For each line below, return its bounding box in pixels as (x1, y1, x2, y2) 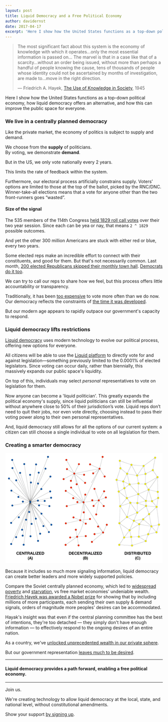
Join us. (5, 686, 21, 692)
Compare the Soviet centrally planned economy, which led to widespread (5, 583, 156, 589)
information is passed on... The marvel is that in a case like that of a (17, 54, 157, 60)
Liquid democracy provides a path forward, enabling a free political (5, 665, 147, 671)
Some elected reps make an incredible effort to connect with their (5, 252, 140, 258)
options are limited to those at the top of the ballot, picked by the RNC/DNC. (5, 184, 161, 190)
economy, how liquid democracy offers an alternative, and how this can (5, 100, 152, 106)
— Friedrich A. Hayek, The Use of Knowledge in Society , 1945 (17, 85, 145, 91)
